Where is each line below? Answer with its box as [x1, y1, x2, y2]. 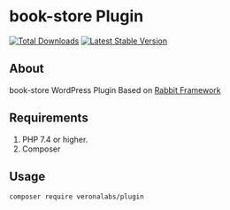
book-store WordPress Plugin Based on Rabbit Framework [9, 84, 221, 95]
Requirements [9, 111, 88, 126]
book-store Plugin [9, 6, 144, 27]
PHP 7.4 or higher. [21, 134, 88, 144]
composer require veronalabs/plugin [9, 192, 144, 201]
